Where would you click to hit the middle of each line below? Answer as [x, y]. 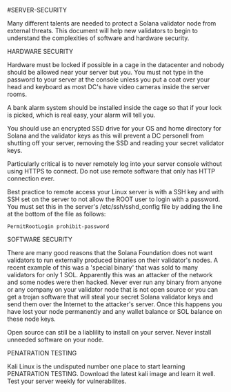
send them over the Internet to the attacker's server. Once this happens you [115, 304]
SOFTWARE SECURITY [40, 239]
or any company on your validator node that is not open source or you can [113, 289]
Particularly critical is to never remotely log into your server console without [115, 164]
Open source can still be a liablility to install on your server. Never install [109, 332]
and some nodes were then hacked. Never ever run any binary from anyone [114, 282]
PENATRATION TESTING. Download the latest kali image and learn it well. [111, 374]
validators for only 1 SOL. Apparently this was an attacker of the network [110, 275]
